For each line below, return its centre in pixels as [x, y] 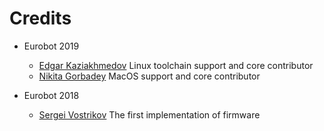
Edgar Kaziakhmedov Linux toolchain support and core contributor [176, 65]
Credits [40, 18]
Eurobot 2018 [51, 95]
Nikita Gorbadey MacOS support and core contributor [149, 76]
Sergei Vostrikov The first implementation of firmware [149, 114]
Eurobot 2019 [51, 46]
